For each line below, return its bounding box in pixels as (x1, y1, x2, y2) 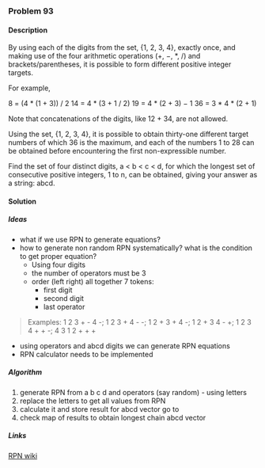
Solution (8, 196, 37, 206)
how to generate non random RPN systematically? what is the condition (19, 243, 253, 253)
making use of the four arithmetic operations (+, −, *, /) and (8, 51, 201, 61)
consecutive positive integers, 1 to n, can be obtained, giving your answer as (8, 170, 258, 180)
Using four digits (31, 260, 86, 269)
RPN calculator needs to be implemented (19, 349, 153, 359)
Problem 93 (8, 6, 54, 17)
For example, (8, 83, 51, 93)
